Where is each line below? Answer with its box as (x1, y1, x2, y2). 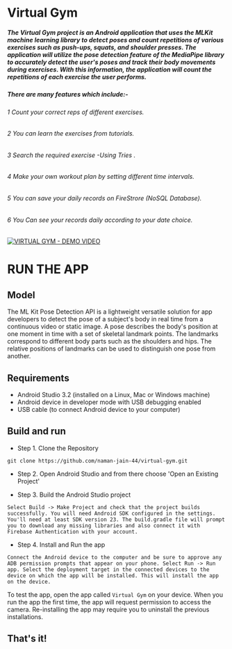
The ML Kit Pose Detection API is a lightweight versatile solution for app (7, 307, 213, 316)
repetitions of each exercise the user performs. (7, 72, 147, 81)
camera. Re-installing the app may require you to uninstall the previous (7, 605, 210, 614)
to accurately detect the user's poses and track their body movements (7, 58, 216, 66)
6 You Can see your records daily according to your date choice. (7, 216, 193, 224)
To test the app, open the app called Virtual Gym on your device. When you (7, 590, 224, 599)
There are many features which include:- (7, 90, 129, 99)
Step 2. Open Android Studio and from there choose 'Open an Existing (17, 470, 219, 478)
